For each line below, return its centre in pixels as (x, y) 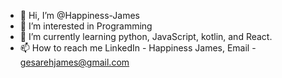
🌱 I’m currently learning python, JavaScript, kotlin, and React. (146, 36)
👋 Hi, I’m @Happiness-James (80, 15)
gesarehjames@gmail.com (74, 62)
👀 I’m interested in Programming (86, 26)
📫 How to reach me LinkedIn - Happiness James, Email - (138, 48)
